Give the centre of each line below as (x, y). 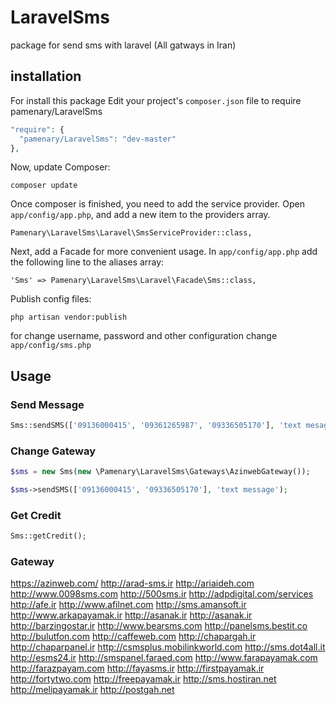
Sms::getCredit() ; (48, 536)
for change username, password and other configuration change (144, 336)
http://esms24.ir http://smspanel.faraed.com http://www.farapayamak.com (164, 658)
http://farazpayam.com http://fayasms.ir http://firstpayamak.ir (137, 668)
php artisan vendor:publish (69, 317)
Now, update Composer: (60, 167)
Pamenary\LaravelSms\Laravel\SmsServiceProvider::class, (131, 233)
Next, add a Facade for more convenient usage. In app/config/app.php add (164, 252)
